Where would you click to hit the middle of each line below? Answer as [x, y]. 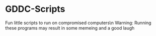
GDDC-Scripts [35, 9]
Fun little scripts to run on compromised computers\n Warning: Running [78, 23]
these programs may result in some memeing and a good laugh [70, 28]
